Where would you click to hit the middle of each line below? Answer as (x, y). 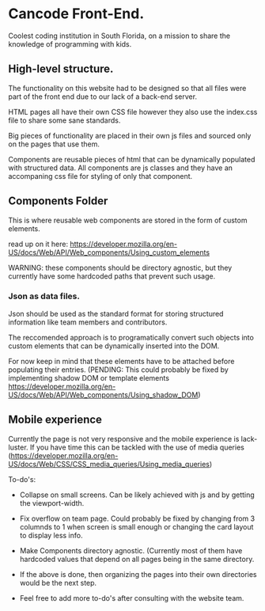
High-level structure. (61, 69)
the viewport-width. (52, 503)
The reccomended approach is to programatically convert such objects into (131, 337)
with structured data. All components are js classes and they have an (121, 168)
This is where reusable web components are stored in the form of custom (128, 220)
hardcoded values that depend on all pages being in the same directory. (137, 559)
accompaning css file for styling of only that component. (100, 176)
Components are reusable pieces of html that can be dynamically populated (132, 159)
